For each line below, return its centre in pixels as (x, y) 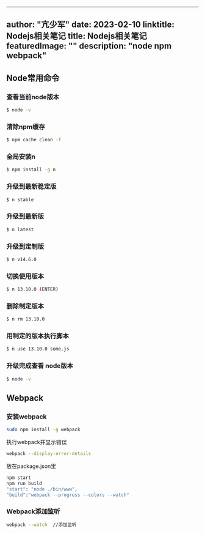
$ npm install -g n (31, 170)
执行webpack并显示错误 (37, 442)
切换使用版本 (25, 276)
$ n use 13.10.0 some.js (38, 349)
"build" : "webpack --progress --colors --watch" (68, 495)
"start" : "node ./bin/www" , (42, 489)
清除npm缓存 (26, 127)
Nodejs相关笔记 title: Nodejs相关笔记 (77, 36)
